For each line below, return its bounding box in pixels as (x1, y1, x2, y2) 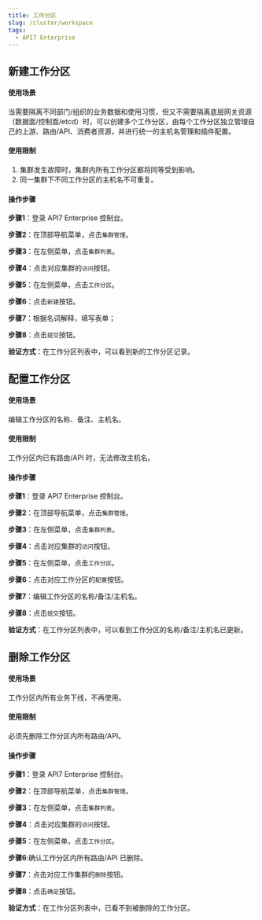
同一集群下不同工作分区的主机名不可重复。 (19, 175, 158, 185)
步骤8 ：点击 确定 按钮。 (8, 886, 80, 896)
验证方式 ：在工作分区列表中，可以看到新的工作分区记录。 (8, 347, 194, 356)
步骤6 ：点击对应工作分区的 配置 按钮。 (8, 575, 128, 584)
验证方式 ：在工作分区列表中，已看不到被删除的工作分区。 (8, 903, 194, 913)
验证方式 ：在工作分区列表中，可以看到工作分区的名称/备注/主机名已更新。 (8, 625, 248, 635)
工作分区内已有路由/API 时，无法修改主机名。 (8, 453, 155, 462)
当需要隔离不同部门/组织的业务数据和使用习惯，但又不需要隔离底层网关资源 (8, 107, 253, 116)
